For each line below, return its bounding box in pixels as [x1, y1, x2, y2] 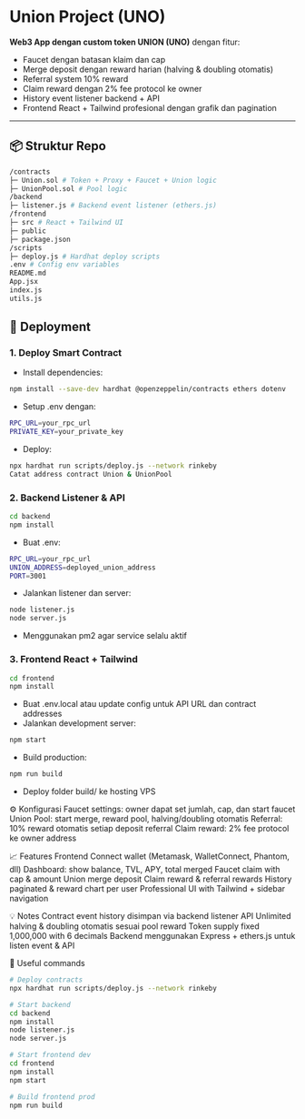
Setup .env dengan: [22, 401, 97, 412]
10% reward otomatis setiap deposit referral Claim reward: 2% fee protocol [9, 823, 290, 834]
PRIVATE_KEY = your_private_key [9, 428, 124, 437]
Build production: [22, 752, 88, 763]
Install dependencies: [22, 367, 103, 378]
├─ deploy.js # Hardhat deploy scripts [9, 252, 161, 261]
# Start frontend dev [9, 1051, 92, 1060]
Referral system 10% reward [22, 73, 129, 84]
